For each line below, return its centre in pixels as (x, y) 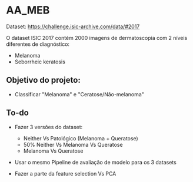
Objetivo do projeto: (43, 80)
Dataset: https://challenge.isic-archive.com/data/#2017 (73, 26)
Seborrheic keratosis (40, 62)
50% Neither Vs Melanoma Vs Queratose (73, 144)
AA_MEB (28, 10)
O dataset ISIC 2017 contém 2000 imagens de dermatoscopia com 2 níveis (97, 38)
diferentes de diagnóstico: (38, 44)
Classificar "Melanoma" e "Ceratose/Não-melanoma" (79, 94)
